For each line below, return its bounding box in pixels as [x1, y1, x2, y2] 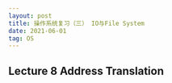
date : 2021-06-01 [8, 27, 67, 35]
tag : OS [8, 34, 35, 43]
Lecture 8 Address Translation [8, 64, 164, 77]
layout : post [8, 11, 52, 20]
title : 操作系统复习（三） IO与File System [8, 19, 145, 27]
